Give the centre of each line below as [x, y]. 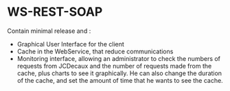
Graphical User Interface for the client [71, 44]
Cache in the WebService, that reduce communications [95, 51]
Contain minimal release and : [49, 31]
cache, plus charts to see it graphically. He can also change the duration [119, 73]
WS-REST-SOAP [55, 12]
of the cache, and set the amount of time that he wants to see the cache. [120, 80]
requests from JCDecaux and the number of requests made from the [114, 66]
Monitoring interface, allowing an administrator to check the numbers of [119, 58]
